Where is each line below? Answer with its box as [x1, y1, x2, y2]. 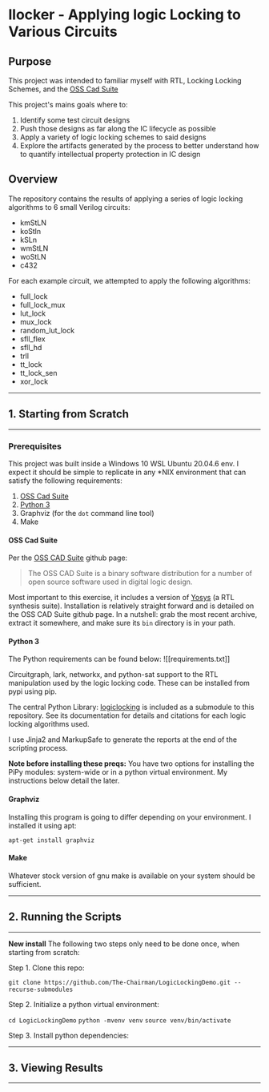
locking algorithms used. [8, 719, 90, 729]
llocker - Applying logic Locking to [8, 6, 242, 24]
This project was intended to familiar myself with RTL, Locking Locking [8, 76, 242, 85]
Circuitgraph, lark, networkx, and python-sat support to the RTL [8, 670, 219, 679]
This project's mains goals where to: [8, 100, 128, 109]
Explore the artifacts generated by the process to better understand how [19, 141, 259, 150]
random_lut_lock [19, 325, 74, 335]
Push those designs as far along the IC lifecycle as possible [19, 124, 216, 133]
